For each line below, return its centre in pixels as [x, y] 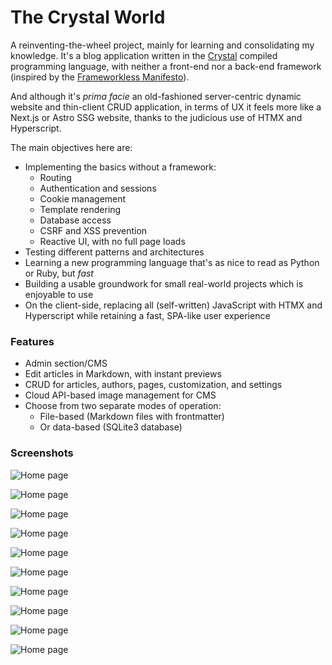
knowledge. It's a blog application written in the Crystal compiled [144, 55]
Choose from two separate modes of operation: [123, 406]
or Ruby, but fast [59, 273]
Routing [55, 177]
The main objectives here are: [71, 147]
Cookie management [83, 198]
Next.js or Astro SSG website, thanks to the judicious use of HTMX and [156, 117]
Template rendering [80, 209]
